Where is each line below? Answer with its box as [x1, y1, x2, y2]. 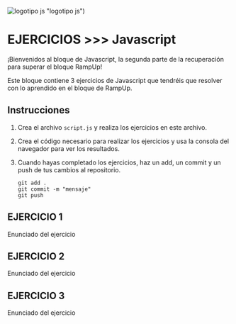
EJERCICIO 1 [7, 211, 63, 223]
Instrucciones [7, 104, 70, 116]
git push [17, 191, 44, 199]
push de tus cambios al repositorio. [17, 165, 121, 174]
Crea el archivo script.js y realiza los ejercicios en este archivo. [17, 123, 208, 131]
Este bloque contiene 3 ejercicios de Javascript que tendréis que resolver [7, 76, 223, 84]
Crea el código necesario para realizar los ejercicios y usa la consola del [17, 137, 229, 145]
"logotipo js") [46, 7, 85, 15]
